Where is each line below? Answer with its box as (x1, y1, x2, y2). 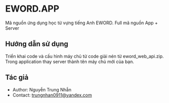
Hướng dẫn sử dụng (5, 40, 69, 48)
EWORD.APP (5, 3, 60, 15)
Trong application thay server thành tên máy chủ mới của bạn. (5, 59, 135, 65)
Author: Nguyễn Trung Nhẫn (12, 86, 72, 92)
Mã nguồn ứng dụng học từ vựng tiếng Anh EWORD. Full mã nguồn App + (5, 20, 158, 26)
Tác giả (5, 73, 29, 82)
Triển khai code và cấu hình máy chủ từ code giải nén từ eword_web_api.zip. (5, 53, 164, 59)
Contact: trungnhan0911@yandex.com (12, 92, 92, 98)
